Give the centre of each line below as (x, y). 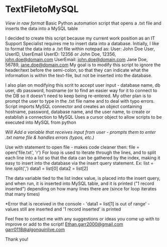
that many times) (23, 194)
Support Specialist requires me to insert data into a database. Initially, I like (82, 43)
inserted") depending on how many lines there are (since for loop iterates (81, 188)
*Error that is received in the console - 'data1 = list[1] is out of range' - (78, 203)
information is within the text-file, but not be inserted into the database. (79, 75)
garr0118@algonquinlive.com (35, 229)
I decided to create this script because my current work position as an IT (80, 38)
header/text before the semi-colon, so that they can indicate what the (77, 70)
